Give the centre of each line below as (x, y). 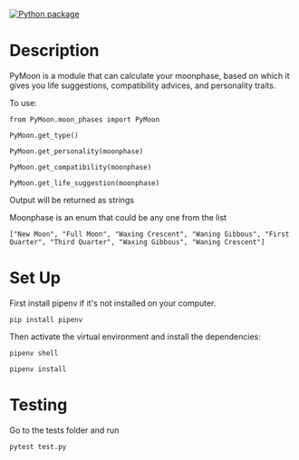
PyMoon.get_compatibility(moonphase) (81, 167)
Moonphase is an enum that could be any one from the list (118, 217)
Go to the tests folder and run (64, 430)
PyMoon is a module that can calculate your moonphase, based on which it (149, 75)
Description (54, 51)
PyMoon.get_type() (44, 135)
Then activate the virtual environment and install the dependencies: (135, 337)
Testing (39, 405)
